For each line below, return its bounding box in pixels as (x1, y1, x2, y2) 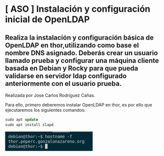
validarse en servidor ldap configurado (5, 72, 127, 80)
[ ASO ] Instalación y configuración (5, 3, 151, 15)
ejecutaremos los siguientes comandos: (5, 107, 86, 113)
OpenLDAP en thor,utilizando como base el (5, 41, 139, 50)
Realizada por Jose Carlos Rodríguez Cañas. (5, 92, 96, 98)
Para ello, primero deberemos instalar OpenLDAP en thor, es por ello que (5, 102, 152, 107)
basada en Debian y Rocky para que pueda (5, 64, 138, 72)
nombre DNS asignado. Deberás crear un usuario (5, 49, 158, 57)
